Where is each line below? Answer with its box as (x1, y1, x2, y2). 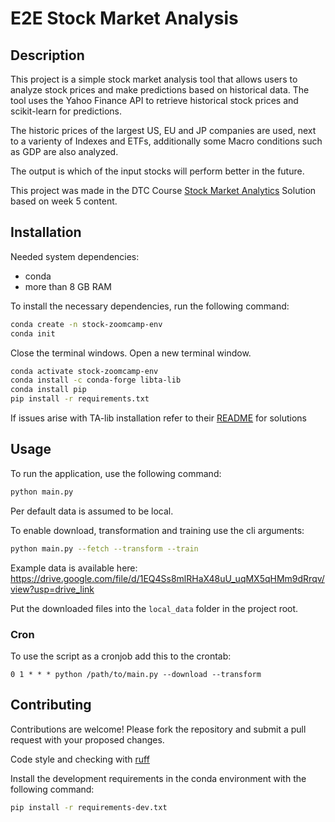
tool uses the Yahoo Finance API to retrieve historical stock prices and (10, 95, 299, 106)
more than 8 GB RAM (24, 280, 112, 292)
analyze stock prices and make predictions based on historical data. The (10, 84, 310, 96)
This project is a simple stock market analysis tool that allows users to (10, 73, 298, 85)
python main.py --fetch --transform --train (10, 543, 199, 554)
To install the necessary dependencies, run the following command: (10, 300, 290, 312)
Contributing (10, 697, 92, 714)
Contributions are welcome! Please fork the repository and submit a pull (10, 723, 307, 735)
